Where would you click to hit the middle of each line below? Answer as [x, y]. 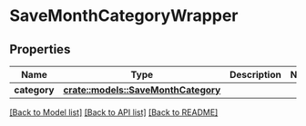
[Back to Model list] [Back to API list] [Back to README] [114, 112]
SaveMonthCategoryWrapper [124, 16]
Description [255, 75]
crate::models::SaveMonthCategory [142, 90]
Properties [40, 49]
